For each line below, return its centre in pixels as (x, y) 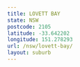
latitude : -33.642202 (39, 33)
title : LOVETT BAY (34, 14)
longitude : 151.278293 (40, 40)
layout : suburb (29, 53)
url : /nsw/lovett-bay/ (40, 46)
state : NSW (23, 20)
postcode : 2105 (29, 27)
